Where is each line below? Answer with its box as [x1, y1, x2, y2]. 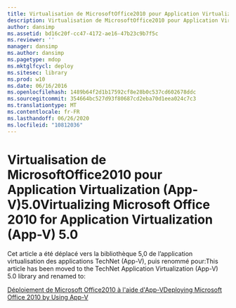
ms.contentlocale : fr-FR [7, 108, 80, 115]
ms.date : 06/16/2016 [7, 82, 68, 89]
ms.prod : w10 [7, 75, 46, 83]
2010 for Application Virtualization [7, 212, 213, 227]
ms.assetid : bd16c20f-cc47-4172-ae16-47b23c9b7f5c [7, 30, 159, 37]
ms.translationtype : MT [7, 102, 77, 109]
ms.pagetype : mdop [7, 56, 61, 63]
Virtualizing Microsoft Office [39, 196, 211, 212]
